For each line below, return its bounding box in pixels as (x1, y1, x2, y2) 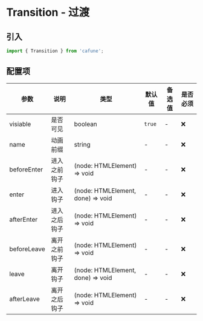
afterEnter (9, 215, 38, 223)
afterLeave (9, 294, 40, 303)
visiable (9, 119, 31, 128)
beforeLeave (9, 245, 45, 253)
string (74, 140, 91, 148)
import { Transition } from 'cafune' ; (6, 48, 104, 54)
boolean (74, 119, 98, 128)
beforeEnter (9, 165, 43, 173)
